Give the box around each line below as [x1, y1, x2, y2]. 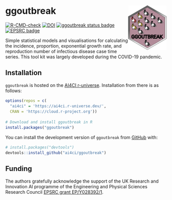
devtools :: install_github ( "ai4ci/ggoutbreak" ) [5, 150, 106, 155]
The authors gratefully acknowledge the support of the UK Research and [5, 178, 159, 184]
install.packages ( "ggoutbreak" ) [5, 125, 74, 130]
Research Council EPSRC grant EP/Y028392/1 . [5, 189, 104, 195]
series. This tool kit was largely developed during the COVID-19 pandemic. [5, 54, 162, 60]
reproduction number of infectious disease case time [5, 48, 117, 54]
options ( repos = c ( [5, 98, 47, 103]
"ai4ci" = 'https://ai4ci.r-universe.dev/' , [10, 103, 106, 108]
